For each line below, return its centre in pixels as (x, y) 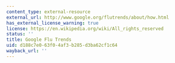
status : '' (20, 34)
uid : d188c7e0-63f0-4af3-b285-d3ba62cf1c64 (62, 46)
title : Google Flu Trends (39, 40)
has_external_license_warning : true (52, 23)
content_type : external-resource (48, 12)
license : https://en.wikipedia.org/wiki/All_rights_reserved (85, 28)
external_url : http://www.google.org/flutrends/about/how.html (88, 17)
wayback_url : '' (27, 51)
